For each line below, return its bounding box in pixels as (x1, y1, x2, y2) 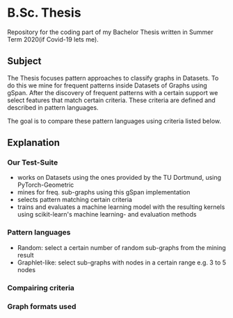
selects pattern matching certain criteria (17, 196, 132, 204)
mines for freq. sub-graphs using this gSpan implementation (17, 188, 191, 196)
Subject (7, 56, 42, 67)
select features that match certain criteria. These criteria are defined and (7, 96, 216, 104)
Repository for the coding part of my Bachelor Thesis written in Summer (7, 28, 214, 36)
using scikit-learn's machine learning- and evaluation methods (17, 210, 197, 219)
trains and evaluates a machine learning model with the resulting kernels (17, 203, 225, 211)
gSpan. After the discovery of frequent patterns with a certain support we (7, 88, 218, 97)
